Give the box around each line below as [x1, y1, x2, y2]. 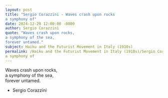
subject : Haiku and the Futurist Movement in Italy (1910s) [5, 44, 133, 49]
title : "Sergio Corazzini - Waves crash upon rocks [5, 12, 115, 17]
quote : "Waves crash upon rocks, [5, 30, 75, 35]
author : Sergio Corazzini [5, 26, 59, 31]
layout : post [5, 7, 32, 12]
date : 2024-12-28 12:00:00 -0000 [5, 21, 75, 26]
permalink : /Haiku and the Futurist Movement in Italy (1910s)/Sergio [5, 49, 155, 54]
